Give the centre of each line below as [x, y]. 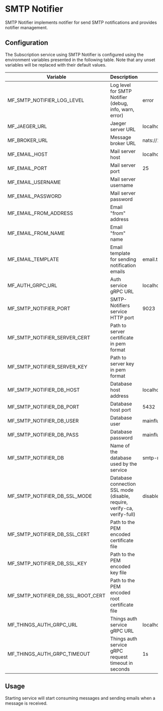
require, [119, 502]
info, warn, [122, 109]
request [119, 657]
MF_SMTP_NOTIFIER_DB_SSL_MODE [50, 496]
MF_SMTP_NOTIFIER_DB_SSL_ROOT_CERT [57, 595]
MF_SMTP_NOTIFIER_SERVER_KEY [48, 367]
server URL [123, 129]
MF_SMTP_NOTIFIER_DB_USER [43, 421]
